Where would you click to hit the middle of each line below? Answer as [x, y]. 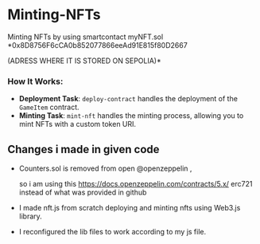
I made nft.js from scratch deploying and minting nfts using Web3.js [130, 208]
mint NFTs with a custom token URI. [78, 124]
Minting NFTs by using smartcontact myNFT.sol [85, 37]
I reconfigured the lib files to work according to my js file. [113, 232]
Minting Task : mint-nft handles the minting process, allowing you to [131, 116]
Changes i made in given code [83, 149]
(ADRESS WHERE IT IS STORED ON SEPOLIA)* [84, 61]
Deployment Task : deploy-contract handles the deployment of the [128, 99]
